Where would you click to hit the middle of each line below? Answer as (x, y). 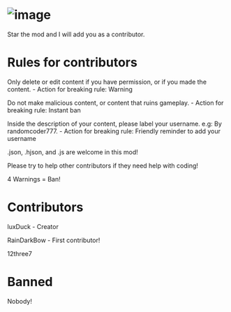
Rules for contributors (72, 62)
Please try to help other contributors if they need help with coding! (103, 165)
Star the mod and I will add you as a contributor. (76, 34)
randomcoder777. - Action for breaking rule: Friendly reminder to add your (114, 131)
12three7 (20, 253)
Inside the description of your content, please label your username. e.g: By (114, 124)
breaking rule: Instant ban (44, 110)
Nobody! (20, 301)
